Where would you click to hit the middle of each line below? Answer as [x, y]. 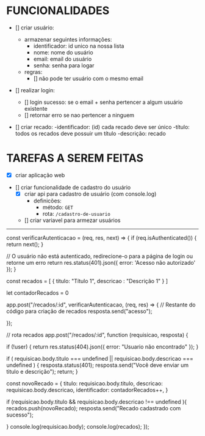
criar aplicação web [40, 175]
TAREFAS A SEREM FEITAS [75, 158]
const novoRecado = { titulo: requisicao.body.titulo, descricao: [85, 383]
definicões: [48, 201]
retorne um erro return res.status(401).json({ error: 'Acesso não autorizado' [101, 263]
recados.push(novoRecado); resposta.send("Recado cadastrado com [94, 408]
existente [36, 108]
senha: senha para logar [64, 65]
